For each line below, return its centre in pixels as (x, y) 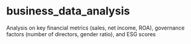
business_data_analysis (68, 11)
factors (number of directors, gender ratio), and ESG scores (81, 34)
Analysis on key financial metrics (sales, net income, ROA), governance (95, 28)
